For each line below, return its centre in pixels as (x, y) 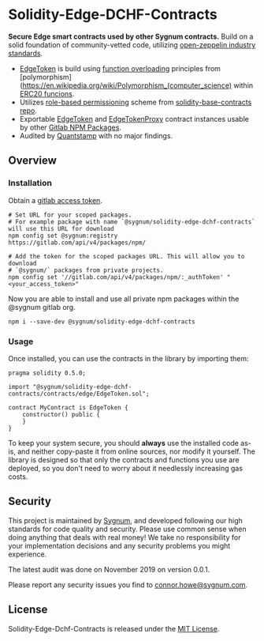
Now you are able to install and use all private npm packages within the (124, 299)
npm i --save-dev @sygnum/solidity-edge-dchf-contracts (102, 322)
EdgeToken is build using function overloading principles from (120, 68)
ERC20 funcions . (47, 93)
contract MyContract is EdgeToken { (68, 407)
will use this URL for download (61, 228)
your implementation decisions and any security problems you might (119, 545)
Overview (33, 161)
